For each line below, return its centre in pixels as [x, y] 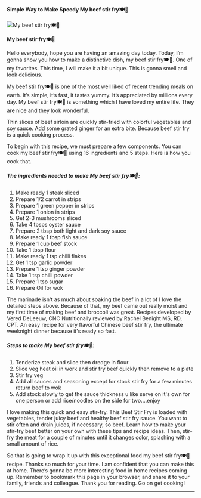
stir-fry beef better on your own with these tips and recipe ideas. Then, [94, 431]
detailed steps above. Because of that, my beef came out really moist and [97, 306]
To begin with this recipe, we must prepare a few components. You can [94, 146]
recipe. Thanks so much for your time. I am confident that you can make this [101, 464]
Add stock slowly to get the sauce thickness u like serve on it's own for [103, 394]
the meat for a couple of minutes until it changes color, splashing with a [103, 437]
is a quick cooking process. [41, 135]
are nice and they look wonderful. [48, 110]
